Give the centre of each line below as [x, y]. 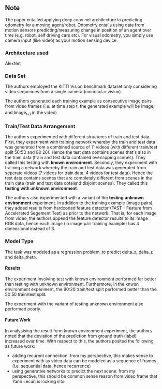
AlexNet [13, 64]
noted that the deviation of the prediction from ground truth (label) [71, 336]
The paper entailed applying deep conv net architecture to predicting [74, 19]
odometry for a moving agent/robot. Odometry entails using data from [75, 25]
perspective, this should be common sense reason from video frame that [85, 376]
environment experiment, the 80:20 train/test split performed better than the [81, 289]
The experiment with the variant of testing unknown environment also [74, 304]
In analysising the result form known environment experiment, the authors [79, 331]
